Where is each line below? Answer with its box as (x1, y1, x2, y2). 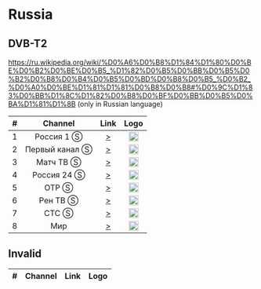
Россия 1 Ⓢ (34, 131, 83, 142)
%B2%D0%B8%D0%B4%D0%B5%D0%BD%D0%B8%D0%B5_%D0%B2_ (8, 75, 251, 83)
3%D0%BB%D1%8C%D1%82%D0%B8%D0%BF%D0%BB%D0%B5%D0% (8, 91, 253, 100)
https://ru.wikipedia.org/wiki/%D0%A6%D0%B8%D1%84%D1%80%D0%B (8, 57, 252, 67)
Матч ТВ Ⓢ (36, 157, 82, 167)
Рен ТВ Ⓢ (38, 195, 79, 206)
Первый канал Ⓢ (24, 144, 92, 155)
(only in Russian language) (77, 100, 163, 108)
